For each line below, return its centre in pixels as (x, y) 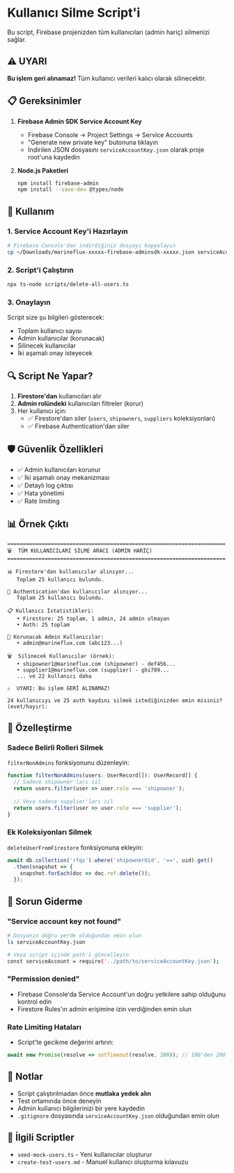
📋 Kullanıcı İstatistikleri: (50, 611)
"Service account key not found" (64, 921)
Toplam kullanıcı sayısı (49, 331)
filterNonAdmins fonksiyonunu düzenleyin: (68, 763)
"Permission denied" (44, 979)
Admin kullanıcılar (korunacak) (61, 339)
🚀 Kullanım (31, 211)
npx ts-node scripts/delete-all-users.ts (68, 285)
